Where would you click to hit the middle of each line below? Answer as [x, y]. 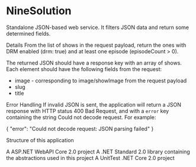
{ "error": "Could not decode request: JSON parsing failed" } [80, 129]
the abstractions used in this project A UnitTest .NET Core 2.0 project [90, 158]
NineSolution [39, 11]
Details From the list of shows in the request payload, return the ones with [96, 45]
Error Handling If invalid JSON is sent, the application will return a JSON [94, 104]
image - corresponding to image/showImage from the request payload [101, 81]
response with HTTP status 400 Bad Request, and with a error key [88, 111]
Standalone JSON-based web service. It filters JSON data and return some [98, 27]
